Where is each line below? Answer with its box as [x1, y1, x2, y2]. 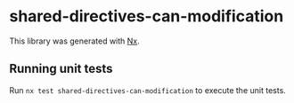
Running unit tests [9, 61, 113, 76]
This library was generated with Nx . [9, 36, 140, 46]
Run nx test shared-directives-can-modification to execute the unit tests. [9, 84, 287, 95]
